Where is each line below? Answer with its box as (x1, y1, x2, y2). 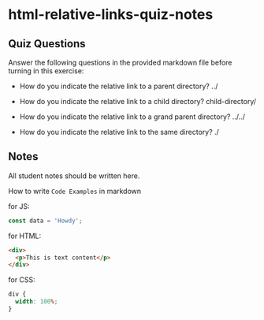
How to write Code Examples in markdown (8, 186, 142, 195)
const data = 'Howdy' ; (8, 217, 83, 225)
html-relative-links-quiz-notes (8, 6, 214, 24)
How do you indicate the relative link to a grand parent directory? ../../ (19, 112, 246, 121)
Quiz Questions (8, 37, 86, 50)
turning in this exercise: (8, 66, 84, 76)
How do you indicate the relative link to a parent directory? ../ (19, 81, 218, 91)
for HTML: (8, 231, 42, 240)
